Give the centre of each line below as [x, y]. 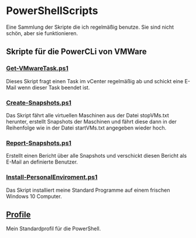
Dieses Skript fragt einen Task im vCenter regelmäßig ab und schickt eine [95, 81]
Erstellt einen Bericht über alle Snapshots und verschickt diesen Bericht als [97, 156]
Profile [18, 214]
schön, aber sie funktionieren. [42, 33]
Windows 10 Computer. [34, 196]
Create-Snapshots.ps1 [39, 103]
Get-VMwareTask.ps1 [37, 69]
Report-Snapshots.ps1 [39, 143]
